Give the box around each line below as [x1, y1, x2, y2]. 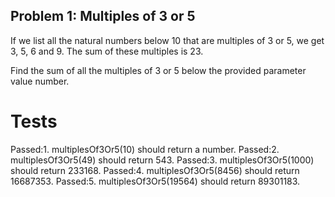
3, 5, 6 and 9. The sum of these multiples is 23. [10, 45, 204, 57]
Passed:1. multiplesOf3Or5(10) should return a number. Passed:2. [10, 143, 280, 155]
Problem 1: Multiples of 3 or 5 [10, 8, 196, 25]
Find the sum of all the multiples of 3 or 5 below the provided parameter [10, 64, 307, 76]
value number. [10, 75, 70, 87]
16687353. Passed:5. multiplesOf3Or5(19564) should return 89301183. [10, 175, 301, 187]
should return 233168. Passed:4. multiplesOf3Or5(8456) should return [10, 164, 300, 176]
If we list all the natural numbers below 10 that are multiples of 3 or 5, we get [10, 34, 325, 46]
